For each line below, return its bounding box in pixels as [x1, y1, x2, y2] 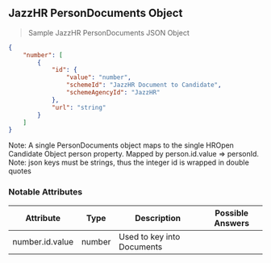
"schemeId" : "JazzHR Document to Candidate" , [65, 81, 222, 90]
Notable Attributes [8, 186, 83, 198]
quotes [8, 166, 32, 176]
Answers [214, 217, 250, 228]
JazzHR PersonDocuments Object [8, 6, 183, 20]
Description [135, 212, 181, 223]
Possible [215, 207, 248, 219]
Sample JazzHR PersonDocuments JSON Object [27, 27, 190, 37]
